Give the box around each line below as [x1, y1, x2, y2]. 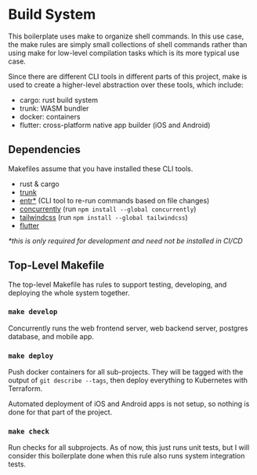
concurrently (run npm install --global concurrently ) [19, 204, 197, 214]
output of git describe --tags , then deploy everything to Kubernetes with [8, 375, 248, 385]
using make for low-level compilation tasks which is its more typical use [8, 48, 240, 57]
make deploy [8, 351, 54, 360]
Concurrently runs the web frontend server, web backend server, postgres [8, 323, 248, 333]
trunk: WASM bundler [19, 104, 89, 113]
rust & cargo [19, 179, 60, 188]
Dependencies [8, 143, 81, 156]
